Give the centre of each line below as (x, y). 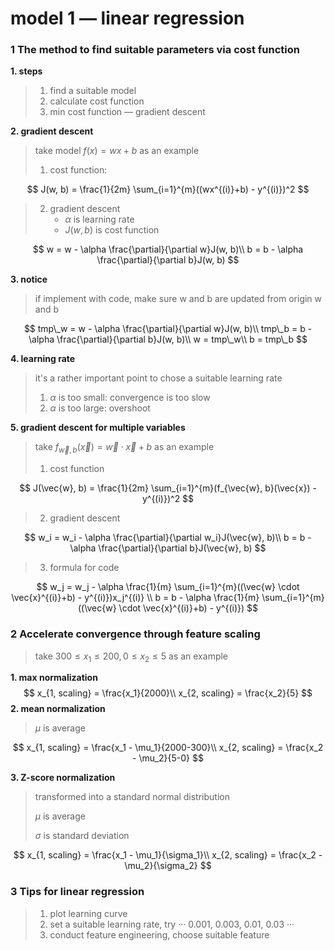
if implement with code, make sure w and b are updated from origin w (178, 299)
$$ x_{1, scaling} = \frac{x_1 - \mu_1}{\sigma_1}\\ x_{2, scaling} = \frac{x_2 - (168, 855)
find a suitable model (93, 91)
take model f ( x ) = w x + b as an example (117, 151)
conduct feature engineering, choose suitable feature (159, 934)
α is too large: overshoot (100, 408)
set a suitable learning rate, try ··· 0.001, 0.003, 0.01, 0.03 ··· (172, 924)
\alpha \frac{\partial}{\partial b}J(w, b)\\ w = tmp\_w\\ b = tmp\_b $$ (168, 339)
